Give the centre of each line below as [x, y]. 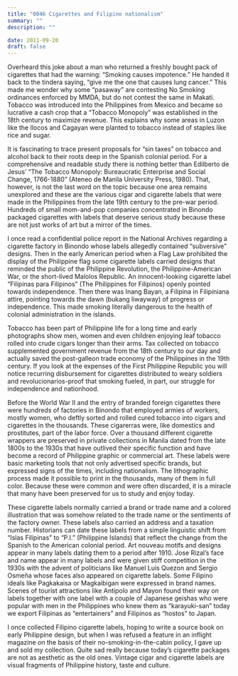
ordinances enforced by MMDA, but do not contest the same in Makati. [111, 98]
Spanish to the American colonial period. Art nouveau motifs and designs [114, 546]
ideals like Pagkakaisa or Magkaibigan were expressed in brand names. [112, 583]
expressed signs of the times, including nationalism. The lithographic [108, 471]
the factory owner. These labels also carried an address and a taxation [110, 523]
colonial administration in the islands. [61, 314]
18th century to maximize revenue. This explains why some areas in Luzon [116, 120]
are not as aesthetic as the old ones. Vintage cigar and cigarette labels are [116, 657]
